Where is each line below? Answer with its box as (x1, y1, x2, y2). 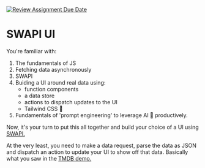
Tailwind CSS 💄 (24, 105, 63, 112)
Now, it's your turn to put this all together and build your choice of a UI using (6, 123, 199, 131)
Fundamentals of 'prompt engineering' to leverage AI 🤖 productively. (15, 111, 188, 119)
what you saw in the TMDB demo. (6, 155, 92, 162)
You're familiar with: (6, 47, 57, 55)
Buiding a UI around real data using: (15, 78, 106, 86)
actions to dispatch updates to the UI (24, 98, 117, 105)
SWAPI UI (6, 28, 56, 41)
